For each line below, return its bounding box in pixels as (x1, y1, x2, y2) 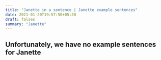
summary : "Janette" (5, 21, 47, 27)
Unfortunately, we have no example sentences (5, 40, 156, 48)
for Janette (5, 48, 41, 56)
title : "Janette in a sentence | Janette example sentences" (5, 7, 138, 13)
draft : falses (5, 17, 36, 22)
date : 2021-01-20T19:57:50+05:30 (5, 12, 76, 17)
